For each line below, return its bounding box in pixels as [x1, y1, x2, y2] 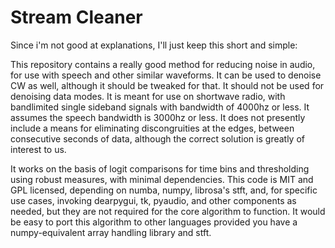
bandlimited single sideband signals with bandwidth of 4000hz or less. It [10, 101, 310, 113]
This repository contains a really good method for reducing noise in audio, [10, 58, 316, 70]
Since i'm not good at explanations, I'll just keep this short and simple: [10, 39, 298, 51]
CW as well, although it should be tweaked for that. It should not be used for [10, 79, 325, 91]
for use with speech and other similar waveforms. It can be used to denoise [10, 69, 322, 81]
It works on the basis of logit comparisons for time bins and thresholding [10, 162, 310, 175]
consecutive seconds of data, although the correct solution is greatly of [10, 132, 305, 145]
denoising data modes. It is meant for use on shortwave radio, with [10, 90, 286, 102]
